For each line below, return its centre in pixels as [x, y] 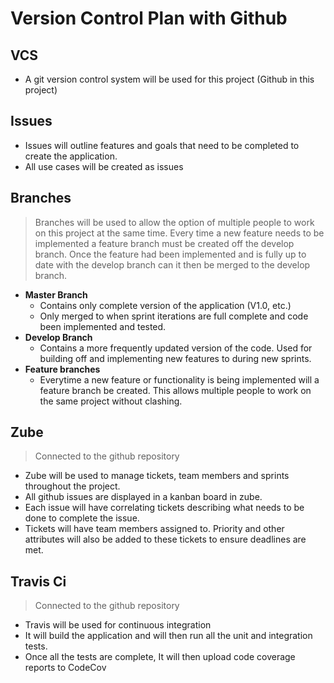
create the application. [71, 156]
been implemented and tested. [103, 326]
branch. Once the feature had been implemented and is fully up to [170, 254]
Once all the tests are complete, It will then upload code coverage [160, 657]
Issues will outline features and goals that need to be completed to [162, 145]
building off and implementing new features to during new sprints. [175, 358]
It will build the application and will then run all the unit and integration [168, 636]
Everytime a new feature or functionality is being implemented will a [179, 379]
